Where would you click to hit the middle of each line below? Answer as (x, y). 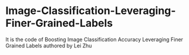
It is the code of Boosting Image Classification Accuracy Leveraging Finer (94, 39)
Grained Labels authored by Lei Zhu (49, 46)
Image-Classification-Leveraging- (91, 11)
